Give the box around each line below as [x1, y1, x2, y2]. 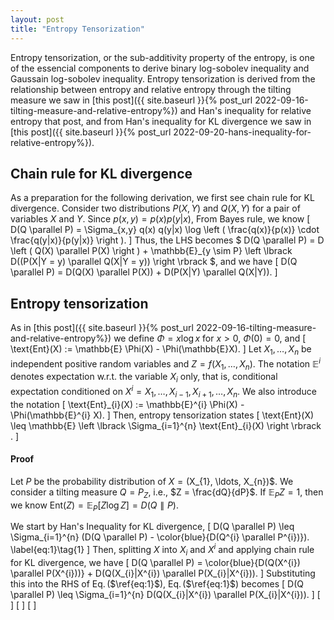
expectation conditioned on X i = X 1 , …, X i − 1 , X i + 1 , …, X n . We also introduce [10, 384, 317, 400]
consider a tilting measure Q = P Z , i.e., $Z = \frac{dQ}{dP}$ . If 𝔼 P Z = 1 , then [10, 486, 324, 500]
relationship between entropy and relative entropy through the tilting [10, 83, 292, 95]
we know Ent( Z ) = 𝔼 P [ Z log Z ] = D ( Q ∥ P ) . [10, 499, 179, 513]
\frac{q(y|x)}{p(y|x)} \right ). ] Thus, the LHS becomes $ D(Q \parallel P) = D [10, 234, 325, 246]
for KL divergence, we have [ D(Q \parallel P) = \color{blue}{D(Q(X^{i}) [10, 556, 301, 568]
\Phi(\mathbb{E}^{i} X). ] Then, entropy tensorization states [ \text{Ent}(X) [10, 409, 315, 421]
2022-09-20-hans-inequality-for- [173, 126, 312, 138]
